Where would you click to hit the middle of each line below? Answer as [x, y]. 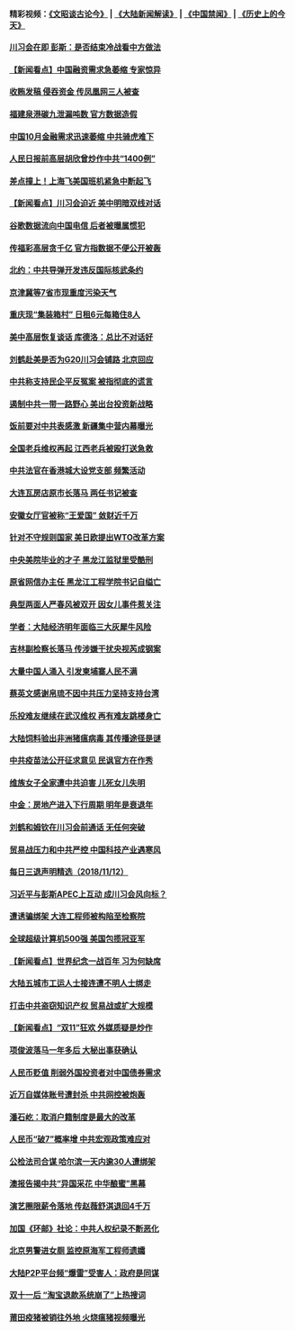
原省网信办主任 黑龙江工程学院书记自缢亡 [85, 582]
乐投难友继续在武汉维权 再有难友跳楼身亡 [85, 715]
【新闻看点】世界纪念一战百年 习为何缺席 [85, 961]
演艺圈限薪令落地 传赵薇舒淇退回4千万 [80, 1206]
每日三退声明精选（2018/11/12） [69, 872]
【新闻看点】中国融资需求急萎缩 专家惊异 [85, 69]
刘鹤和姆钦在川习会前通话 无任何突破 [77, 827]
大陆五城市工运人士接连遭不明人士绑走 [80, 983]
